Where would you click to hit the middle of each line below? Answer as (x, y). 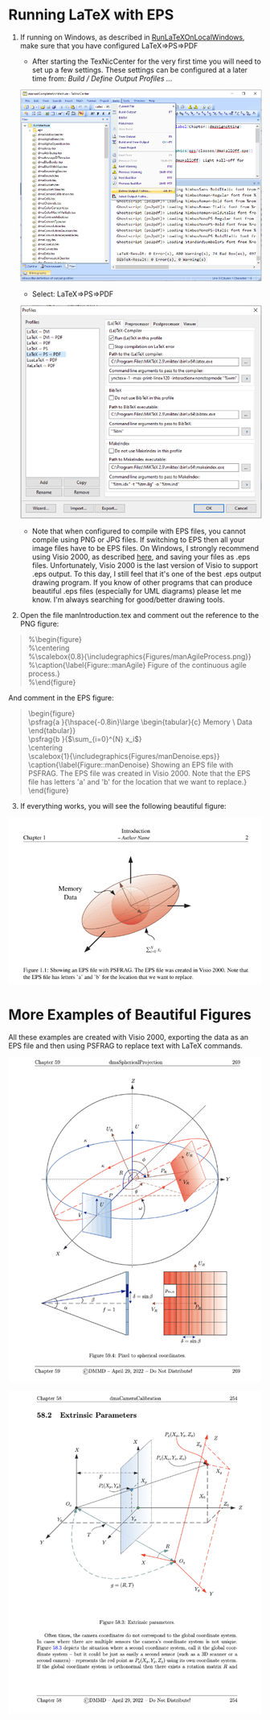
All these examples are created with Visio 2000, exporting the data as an (129, 1037)
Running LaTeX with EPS (91, 15)
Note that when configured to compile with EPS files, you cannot (139, 531)
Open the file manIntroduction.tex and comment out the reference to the (139, 615)
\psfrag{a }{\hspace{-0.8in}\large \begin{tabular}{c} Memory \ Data (140, 722)
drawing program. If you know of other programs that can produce (142, 582)
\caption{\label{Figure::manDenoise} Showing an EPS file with (131, 765)
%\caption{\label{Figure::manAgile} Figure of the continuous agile (137, 665)
